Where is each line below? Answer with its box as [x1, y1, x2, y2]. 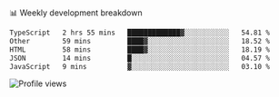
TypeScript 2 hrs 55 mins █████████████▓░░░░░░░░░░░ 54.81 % [9, 28, 271, 37]
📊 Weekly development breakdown [9, 7, 143, 18]
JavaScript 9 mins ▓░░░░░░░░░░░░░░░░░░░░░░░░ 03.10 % [9, 62, 271, 71]
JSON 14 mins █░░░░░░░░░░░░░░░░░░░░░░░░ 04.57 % [9, 53, 271, 63]
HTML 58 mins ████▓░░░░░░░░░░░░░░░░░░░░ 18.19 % [9, 44, 271, 54]
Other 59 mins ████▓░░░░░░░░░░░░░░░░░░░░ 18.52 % [9, 36, 271, 45]
